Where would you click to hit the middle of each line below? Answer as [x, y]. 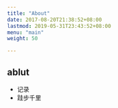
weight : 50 [23, 39]
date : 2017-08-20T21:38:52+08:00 [55, 20]
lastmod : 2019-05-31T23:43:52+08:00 [59, 26]
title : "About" [29, 13]
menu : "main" [26, 32]
